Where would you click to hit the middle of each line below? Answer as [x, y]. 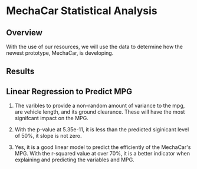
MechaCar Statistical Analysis [82, 11]
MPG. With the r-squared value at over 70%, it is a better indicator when [102, 154]
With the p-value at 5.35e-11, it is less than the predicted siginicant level [102, 130]
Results [20, 72]
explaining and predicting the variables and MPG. [74, 160]
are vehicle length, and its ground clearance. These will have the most [100, 112]
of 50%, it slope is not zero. [48, 136]
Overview [24, 33]
